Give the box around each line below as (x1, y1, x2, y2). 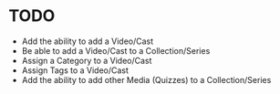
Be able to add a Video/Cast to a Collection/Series (21, 45, 211, 56)
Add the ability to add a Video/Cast (21, 36, 154, 47)
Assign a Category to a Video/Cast (21, 55, 152, 66)
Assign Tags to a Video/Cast (21, 65, 130, 76)
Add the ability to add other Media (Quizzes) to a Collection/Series (21, 74, 272, 85)
